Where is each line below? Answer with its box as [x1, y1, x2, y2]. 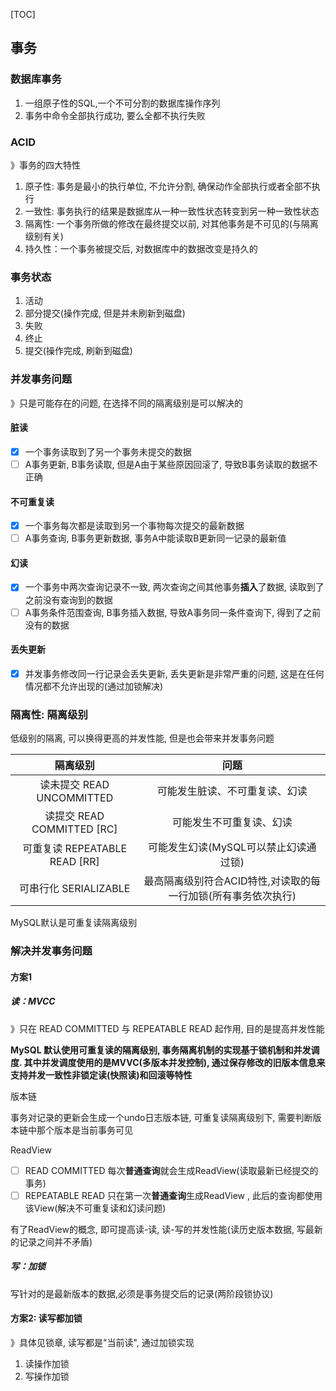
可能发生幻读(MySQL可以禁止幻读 [148, 840, 307, 854]
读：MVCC [10, 995, 56, 1008]
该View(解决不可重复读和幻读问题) [24, 1202, 167, 1214]
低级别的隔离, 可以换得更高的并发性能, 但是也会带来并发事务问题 [10, 732, 275, 744]
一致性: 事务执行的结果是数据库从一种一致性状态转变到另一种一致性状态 [24, 205, 320, 217]
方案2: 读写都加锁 [10, 1312, 83, 1324]
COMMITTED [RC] [31, 822, 118, 836]
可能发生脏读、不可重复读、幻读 [156, 784, 308, 798]
